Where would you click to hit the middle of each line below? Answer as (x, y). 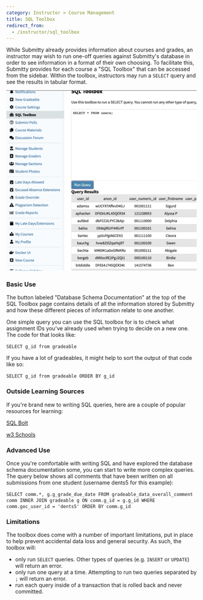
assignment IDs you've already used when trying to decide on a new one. (98, 328)
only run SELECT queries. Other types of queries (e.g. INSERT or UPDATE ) (102, 559)
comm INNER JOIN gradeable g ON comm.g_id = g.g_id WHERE (81, 501)
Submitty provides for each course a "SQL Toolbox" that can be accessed (98, 69)
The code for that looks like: (41, 335)
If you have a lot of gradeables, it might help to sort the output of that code (99, 358)
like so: (15, 364)
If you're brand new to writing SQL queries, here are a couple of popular (96, 405)
